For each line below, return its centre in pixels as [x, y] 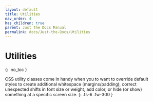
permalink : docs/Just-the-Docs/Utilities [48, 32]
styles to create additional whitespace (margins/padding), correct [71, 84]
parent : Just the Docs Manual [36, 28]
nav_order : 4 [18, 18]
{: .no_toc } [16, 69]
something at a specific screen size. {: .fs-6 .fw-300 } [59, 94]
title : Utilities [23, 14]
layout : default [21, 9]
